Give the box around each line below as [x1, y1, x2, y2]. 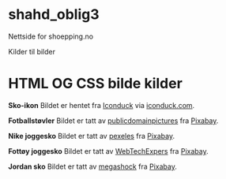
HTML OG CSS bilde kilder [8, 75, 183, 92]
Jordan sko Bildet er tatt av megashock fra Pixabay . [8, 162, 178, 171]
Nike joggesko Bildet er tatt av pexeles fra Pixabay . [8, 131, 175, 140]
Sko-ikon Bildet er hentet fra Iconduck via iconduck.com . [8, 100, 195, 110]
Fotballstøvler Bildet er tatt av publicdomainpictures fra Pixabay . [8, 116, 219, 125]
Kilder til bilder [8, 47, 56, 56]
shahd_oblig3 [8, 6, 100, 24]
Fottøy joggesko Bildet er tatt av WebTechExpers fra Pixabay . [8, 146, 209, 155]
